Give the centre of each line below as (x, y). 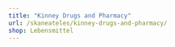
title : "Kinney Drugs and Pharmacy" (70, 16)
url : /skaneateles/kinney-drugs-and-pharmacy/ (88, 23)
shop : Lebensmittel (41, 30)
